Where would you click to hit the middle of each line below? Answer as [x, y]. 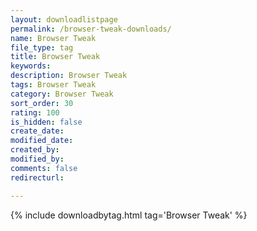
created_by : [35, 150]
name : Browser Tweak [53, 38]
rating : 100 [35, 112]
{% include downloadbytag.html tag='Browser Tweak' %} [129, 215]
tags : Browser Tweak [53, 85]
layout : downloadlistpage [64, 19]
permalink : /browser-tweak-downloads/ [91, 29]
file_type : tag [42, 47]
